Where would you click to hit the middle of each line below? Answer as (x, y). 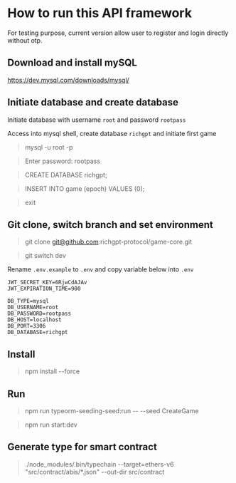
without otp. (25, 40)
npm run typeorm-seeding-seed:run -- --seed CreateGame (112, 411)
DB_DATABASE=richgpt (38, 333)
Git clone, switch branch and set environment (110, 225)
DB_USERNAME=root (33, 308)
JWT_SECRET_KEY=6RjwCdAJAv (47, 283)
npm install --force (52, 371)
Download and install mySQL (72, 63)
